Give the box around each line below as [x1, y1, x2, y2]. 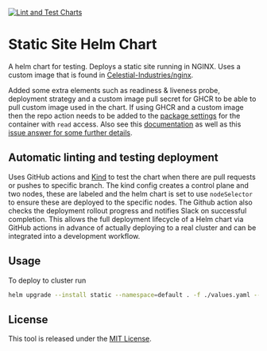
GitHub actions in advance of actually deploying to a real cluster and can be [8, 223, 257, 232]
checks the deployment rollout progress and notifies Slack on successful [8, 205, 247, 215]
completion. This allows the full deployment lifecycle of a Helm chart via [8, 214, 244, 224]
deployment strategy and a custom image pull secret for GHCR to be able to [8, 94, 257, 103]
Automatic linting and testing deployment [8, 151, 219, 165]
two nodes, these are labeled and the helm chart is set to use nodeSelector [8, 189, 253, 198]
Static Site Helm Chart [8, 36, 157, 53]
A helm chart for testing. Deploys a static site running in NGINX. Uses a [8, 61, 241, 71]
